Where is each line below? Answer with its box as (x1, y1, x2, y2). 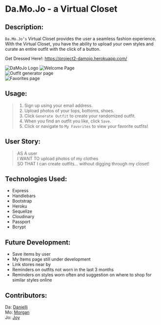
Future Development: (5, 238, 71, 246)
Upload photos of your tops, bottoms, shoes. (24, 107, 115, 113)
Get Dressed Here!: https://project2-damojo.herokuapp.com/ (5, 56, 127, 61)
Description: (5, 23, 44, 31)
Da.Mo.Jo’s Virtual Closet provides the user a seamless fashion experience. (5, 36, 157, 41)
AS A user (17, 150, 38, 156)
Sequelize (12, 208, 33, 214)
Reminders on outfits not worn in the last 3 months (12, 267, 114, 273)
